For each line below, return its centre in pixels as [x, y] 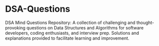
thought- [145, 23]
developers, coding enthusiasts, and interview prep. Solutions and [72, 33]
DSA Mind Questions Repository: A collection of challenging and [70, 23]
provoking [15, 27]
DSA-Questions [38, 9]
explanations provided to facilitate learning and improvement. [67, 38]
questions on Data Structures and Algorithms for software [85, 27]
